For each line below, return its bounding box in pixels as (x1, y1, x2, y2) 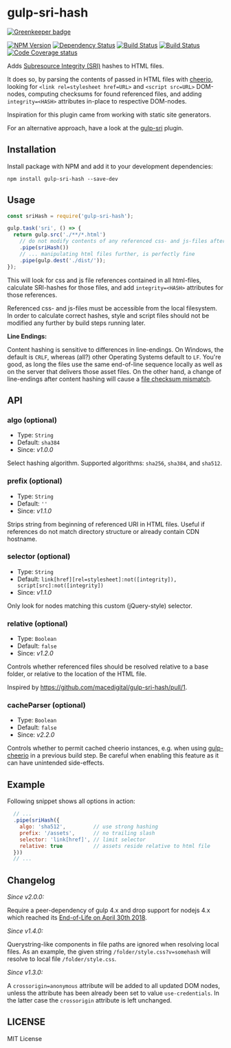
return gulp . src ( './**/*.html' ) (13, 231, 107, 239)
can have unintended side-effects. (7, 759, 104, 767)
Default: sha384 (16, 438, 60, 446)
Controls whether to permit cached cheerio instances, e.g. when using (7, 744, 207, 753)
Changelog (7, 874, 56, 886)
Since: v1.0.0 (16, 446, 54, 454)
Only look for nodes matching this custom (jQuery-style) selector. (7, 602, 192, 610)
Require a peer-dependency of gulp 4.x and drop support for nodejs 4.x (7, 906, 211, 915)
